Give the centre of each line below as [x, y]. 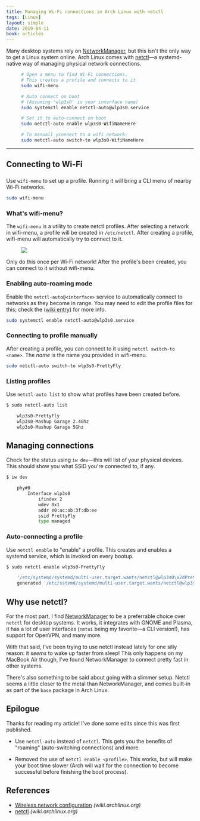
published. [19, 730]
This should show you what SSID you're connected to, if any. [81, 466]
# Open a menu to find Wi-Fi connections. [74, 75]
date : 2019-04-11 [28, 28]
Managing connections [50, 445]
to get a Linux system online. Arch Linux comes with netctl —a [82, 57]
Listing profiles [28, 381]
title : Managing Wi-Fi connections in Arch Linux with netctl [85, 12]
